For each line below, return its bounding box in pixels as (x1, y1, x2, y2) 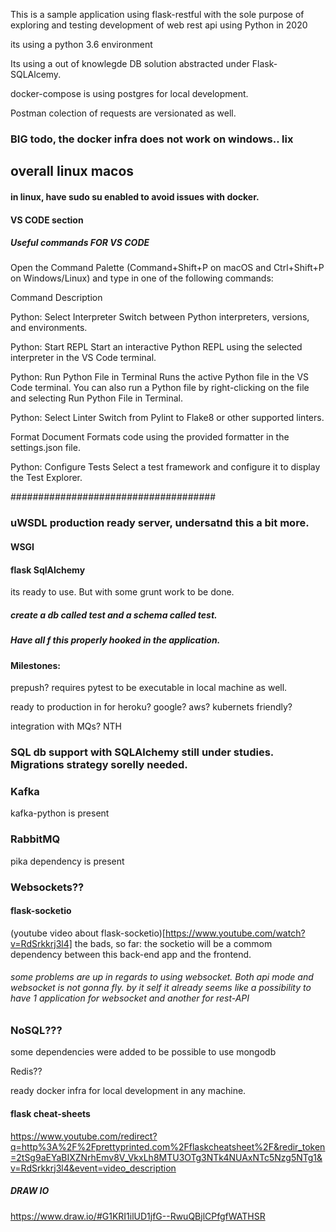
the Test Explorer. (10, 472, 83, 484)
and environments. (10, 322, 88, 334)
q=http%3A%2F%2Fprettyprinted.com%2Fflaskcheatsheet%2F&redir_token (10, 1140, 326, 1153)
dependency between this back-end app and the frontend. (10, 948, 252, 960)
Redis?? (10, 1065, 43, 1078)
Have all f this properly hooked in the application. (10, 634, 221, 646)
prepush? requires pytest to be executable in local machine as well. (10, 682, 288, 694)
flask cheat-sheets (10, 1107, 91, 1119)
